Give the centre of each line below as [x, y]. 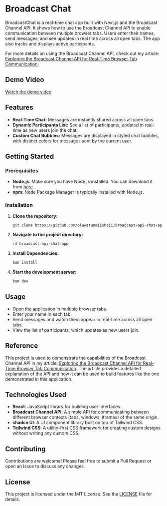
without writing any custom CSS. [46, 433]
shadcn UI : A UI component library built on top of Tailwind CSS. [78, 423]
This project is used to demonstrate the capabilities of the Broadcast [76, 358]
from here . [23, 187]
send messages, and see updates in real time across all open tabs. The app [83, 38]
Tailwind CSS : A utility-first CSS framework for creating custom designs [86, 428]
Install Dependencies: [35, 253]
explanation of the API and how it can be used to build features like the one [82, 374]
